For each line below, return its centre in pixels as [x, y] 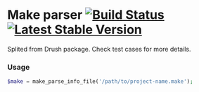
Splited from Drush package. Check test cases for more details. [99, 49]
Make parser [45, 15]
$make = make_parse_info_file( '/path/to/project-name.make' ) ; [100, 82]
